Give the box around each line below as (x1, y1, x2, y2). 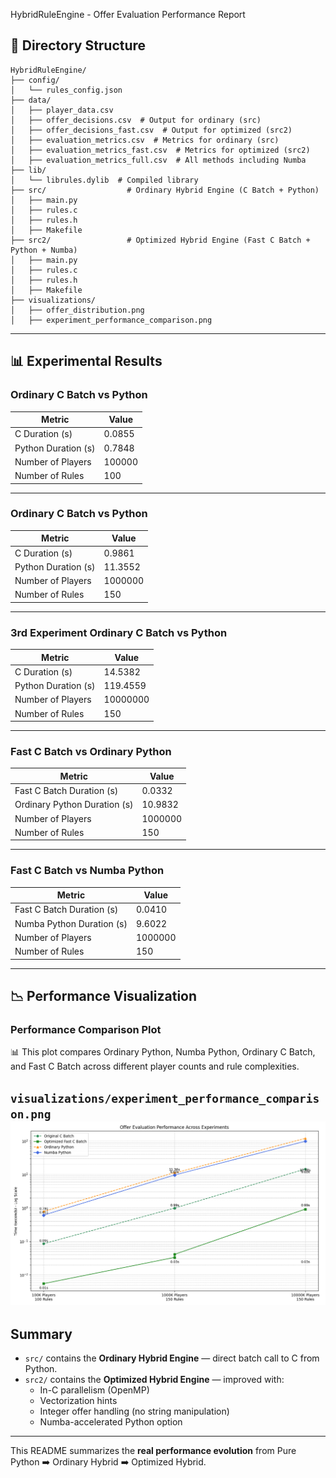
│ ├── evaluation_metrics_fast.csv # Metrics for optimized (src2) (10, 145, 311, 155)
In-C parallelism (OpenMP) (39, 1384, 150, 1396)
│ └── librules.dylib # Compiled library (10, 175, 199, 185)
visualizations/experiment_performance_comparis (10, 1091, 320, 1106)
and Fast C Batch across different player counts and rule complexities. (10, 1060, 300, 1073)
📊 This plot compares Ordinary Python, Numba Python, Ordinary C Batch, (10, 1046, 316, 1058)
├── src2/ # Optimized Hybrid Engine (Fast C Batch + (10, 235, 311, 245)
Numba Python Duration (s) (14, 917, 128, 929)
